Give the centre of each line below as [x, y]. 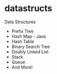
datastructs [28, 8]
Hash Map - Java [29, 36]
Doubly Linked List [30, 52]
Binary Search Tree [31, 46]
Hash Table [23, 41]
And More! [22, 67]
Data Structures [20, 22]
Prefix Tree [22, 31]
